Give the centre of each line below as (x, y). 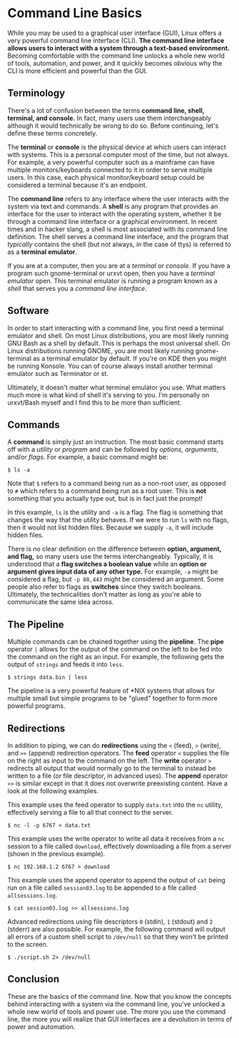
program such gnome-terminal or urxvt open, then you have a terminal (111, 273)
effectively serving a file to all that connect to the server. (90, 812)
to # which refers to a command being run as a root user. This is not (107, 491)
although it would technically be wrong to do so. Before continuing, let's (113, 126)
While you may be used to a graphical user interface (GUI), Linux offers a (115, 33)
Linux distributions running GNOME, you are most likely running (101, 350)
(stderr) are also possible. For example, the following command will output (117, 929)
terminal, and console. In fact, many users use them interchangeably (110, 118)
